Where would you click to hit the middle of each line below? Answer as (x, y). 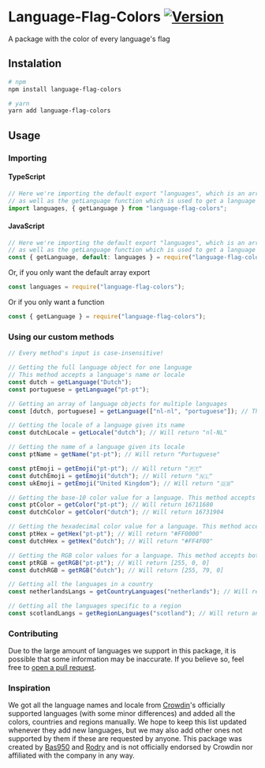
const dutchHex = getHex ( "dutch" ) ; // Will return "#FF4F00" (111, 541)
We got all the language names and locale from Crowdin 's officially (117, 705)
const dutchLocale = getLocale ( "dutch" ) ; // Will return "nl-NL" (118, 433)
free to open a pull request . (52, 668)
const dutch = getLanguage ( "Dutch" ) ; (70, 382)
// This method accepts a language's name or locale (97, 375)
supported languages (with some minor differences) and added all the (122, 713)
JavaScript (26, 226)
